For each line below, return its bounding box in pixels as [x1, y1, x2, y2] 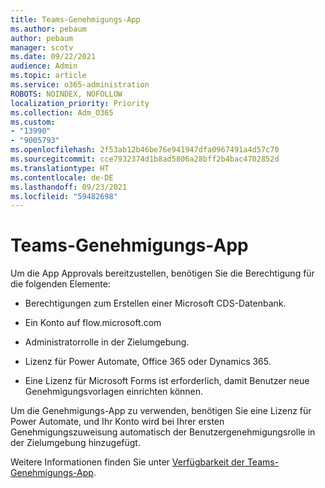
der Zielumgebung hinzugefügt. [10, 437, 141, 449]
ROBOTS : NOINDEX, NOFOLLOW [10, 89, 123, 99]
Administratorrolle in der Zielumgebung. [24, 336, 190, 348]
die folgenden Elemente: [10, 278, 111, 290]
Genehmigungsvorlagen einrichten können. [24, 386, 204, 398]
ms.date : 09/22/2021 [10, 52, 97, 62]
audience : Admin [10, 61, 78, 71]
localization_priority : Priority [10, 98, 150, 108]
